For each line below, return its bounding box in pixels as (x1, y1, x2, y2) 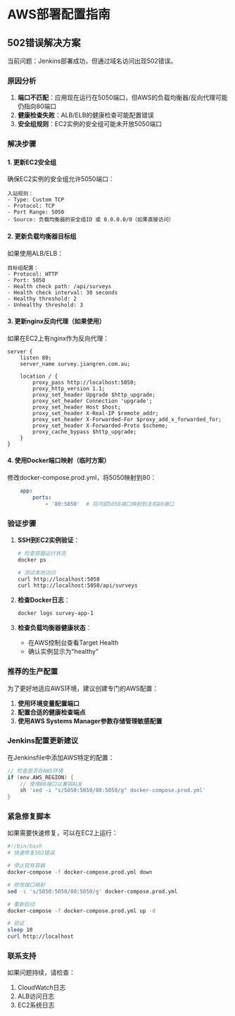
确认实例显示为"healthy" (27, 648, 99, 656)
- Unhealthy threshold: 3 (7, 301, 83, 309)
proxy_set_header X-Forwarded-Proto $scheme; (32, 422, 169, 429)
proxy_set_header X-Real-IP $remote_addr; (32, 409, 159, 416)
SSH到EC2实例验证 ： (17, 535, 80, 544)
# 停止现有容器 (7, 862, 46, 869)
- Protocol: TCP (7, 202, 55, 210)
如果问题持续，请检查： (7, 968, 75, 977)
